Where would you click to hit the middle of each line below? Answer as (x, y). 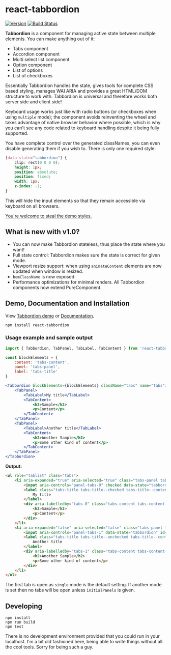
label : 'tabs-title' (36, 372)
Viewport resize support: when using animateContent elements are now (87, 266)
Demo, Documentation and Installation (67, 304)
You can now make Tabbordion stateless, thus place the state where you (89, 244)
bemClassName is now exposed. (44, 276)
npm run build (20, 622)
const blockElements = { (32, 357)
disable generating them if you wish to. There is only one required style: (81, 148)
